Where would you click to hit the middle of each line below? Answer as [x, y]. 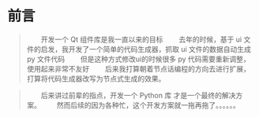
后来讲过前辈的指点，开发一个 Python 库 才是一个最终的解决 [138, 95]
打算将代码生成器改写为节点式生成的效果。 [96, 79]
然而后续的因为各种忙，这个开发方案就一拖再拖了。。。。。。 [148, 105]
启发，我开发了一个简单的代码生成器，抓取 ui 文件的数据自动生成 [146, 49]
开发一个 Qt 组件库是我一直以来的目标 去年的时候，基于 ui [141, 39]
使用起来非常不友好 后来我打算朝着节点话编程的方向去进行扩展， [138, 68]
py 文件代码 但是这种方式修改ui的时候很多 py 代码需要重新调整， [138, 59]
